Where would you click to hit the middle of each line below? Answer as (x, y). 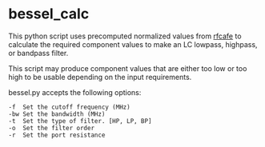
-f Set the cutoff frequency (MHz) (69, 107)
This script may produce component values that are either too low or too (128, 68)
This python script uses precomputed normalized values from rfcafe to (125, 36)
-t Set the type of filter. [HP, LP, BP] (80, 121)
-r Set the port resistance (57, 135)
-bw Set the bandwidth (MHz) (57, 114)
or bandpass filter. (38, 53)
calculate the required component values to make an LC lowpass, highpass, (133, 44)
